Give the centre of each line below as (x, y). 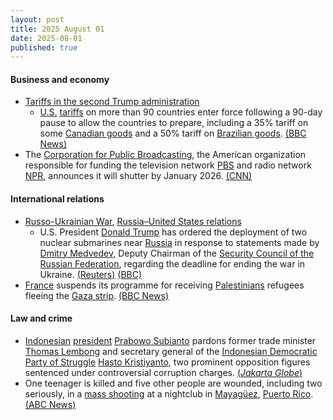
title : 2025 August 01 (57, 29)
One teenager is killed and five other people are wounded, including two (173, 383)
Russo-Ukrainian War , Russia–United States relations (133, 221)
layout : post (37, 19)
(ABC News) (50, 404)
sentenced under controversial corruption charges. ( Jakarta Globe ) (163, 372)
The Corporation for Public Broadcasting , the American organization (165, 155)
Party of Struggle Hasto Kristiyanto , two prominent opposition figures (167, 362)
